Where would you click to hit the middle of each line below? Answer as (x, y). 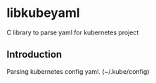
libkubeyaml (43, 13)
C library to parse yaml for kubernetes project (73, 32)
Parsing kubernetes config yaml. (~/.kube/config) (78, 71)
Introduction (34, 55)
